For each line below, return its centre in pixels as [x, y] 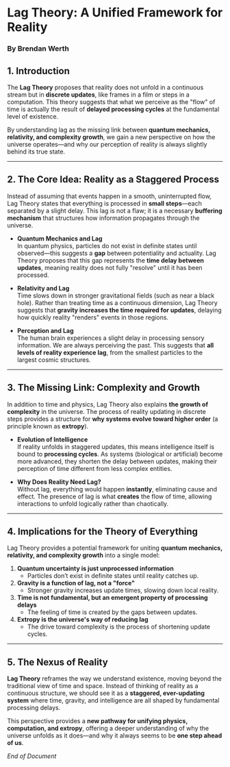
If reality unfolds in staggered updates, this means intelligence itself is [115, 446]
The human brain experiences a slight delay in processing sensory [111, 338]
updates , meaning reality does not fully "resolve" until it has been [110, 267]
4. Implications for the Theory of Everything [103, 532]
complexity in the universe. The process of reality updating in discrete [107, 411]
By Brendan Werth [38, 49]
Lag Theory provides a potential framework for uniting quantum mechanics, [115, 548]
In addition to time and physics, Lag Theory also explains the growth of [108, 404]
